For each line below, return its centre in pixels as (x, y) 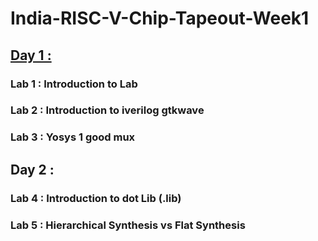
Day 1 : (31, 55)
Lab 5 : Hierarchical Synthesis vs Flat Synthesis (128, 225)
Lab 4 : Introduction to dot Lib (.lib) (96, 198)
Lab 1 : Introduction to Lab (74, 84)
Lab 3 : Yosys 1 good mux (73, 137)
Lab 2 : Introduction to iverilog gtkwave (107, 110)
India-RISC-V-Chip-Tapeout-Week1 (160, 18)
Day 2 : (32, 169)
